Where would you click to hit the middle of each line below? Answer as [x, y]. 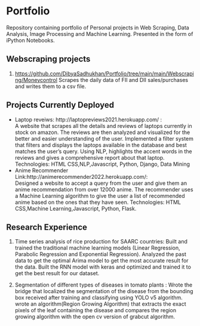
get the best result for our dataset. [57, 273]
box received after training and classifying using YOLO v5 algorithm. [99, 298]
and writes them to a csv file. [50, 86]
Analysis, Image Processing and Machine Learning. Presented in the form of [100, 33]
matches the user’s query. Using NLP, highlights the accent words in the [103, 151]
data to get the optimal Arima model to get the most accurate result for [102, 261]
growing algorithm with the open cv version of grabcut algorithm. [95, 317]
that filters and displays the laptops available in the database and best [101, 145]
